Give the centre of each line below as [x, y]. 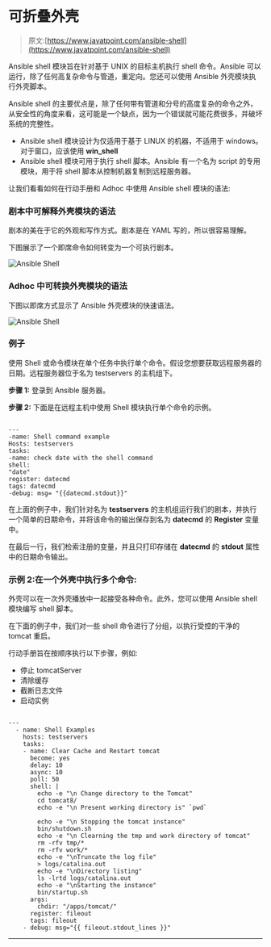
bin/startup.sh [63, 893]
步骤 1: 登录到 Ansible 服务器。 [59, 390]
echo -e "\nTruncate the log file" [97, 857]
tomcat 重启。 [31, 636]
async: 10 [46, 773]
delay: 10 [46, 765]
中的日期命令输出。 [40, 556]
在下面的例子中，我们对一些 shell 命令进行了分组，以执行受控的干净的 [124, 626]
